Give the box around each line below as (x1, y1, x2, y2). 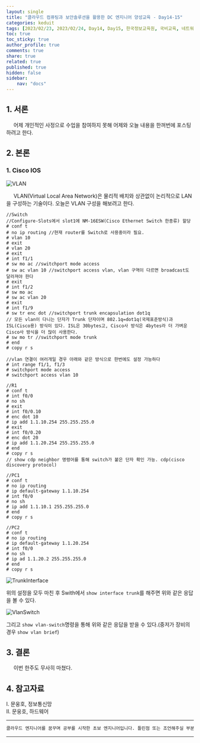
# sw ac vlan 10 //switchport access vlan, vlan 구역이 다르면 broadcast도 (6, 267, 189, 273)
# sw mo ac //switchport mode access (6, 261, 100, 267)
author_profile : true (6, 42, 60, 48)
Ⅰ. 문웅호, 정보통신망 (6, 701, 52, 708)
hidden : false (6, 70, 42, 76)
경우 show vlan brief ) (6, 628, 60, 636)
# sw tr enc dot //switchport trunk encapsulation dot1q (6, 310, 151, 316)
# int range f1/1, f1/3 (6, 362, 65, 368)
